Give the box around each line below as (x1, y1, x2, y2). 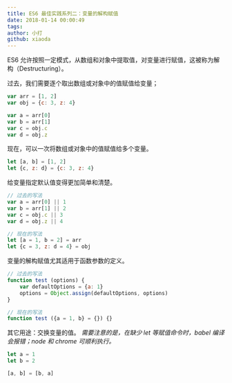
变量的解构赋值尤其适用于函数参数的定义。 (7, 257, 128, 265)
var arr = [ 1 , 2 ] (7, 93, 57, 100)
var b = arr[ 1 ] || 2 (7, 205, 67, 212)
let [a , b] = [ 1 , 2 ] (7, 159, 67, 166)
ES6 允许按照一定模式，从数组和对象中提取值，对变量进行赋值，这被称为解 (7, 56, 220, 64)
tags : (7, 23, 23, 30)
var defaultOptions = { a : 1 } (19, 283, 104, 290)
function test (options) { (7, 277, 85, 284)
